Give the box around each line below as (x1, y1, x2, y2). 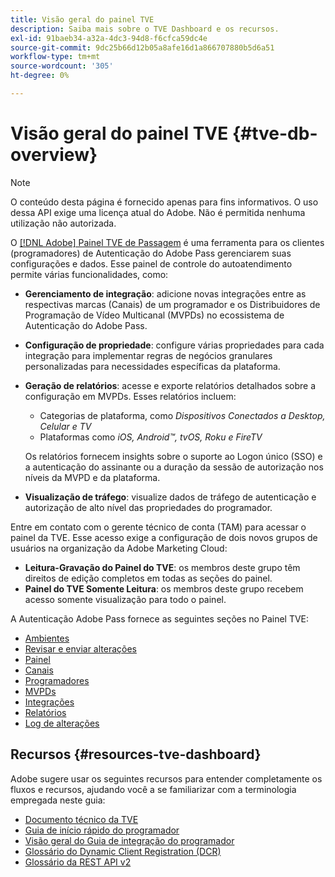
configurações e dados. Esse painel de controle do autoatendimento (10, 257, 293, 270)
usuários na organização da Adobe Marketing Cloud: (10, 542, 228, 554)
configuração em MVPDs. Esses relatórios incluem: (24, 390, 237, 402)
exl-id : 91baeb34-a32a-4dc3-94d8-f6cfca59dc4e (10, 33, 208, 43)
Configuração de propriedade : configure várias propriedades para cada (24, 339, 325, 351)
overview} (10, 144, 98, 166)
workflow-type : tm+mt (10, 52, 101, 62)
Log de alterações (24, 717, 100, 729)
